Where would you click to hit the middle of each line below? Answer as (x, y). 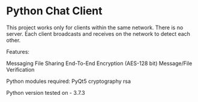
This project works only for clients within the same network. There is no (95, 27)
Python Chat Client (55, 11)
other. (13, 40)
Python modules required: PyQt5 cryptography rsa (68, 81)
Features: (18, 51)
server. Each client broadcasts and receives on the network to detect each (98, 33)
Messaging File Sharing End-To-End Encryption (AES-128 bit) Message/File (99, 63)
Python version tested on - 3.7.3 (46, 92)
